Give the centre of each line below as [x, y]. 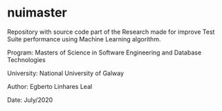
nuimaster [37, 13]
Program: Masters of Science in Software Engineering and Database [104, 52]
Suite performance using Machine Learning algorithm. [84, 39]
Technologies [27, 59]
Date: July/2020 [30, 100]
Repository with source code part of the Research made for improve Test [111, 32]
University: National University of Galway [66, 73]
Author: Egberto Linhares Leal [50, 86]
